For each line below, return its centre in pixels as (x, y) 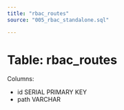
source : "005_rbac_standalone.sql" (58, 20)
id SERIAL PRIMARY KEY (52, 92)
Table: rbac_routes (62, 60)
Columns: (21, 79)
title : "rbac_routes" (38, 13)
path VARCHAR (39, 100)
